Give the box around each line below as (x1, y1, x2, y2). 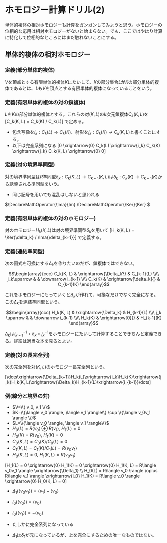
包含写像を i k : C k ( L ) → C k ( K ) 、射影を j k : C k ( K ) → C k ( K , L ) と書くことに (12, 129, 156, 136)
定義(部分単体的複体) (5, 67, 55, 74)
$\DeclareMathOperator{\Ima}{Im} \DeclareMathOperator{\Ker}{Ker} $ (5, 201, 150, 207)
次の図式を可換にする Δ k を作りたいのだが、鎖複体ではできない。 (5, 260, 137, 267)
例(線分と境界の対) (5, 393, 50, 400)
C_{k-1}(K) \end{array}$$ (58, 281, 110, 287)
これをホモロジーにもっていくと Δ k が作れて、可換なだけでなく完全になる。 (5, 291, 159, 299)
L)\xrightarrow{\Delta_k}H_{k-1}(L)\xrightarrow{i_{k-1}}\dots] (26, 379, 151, 385)
